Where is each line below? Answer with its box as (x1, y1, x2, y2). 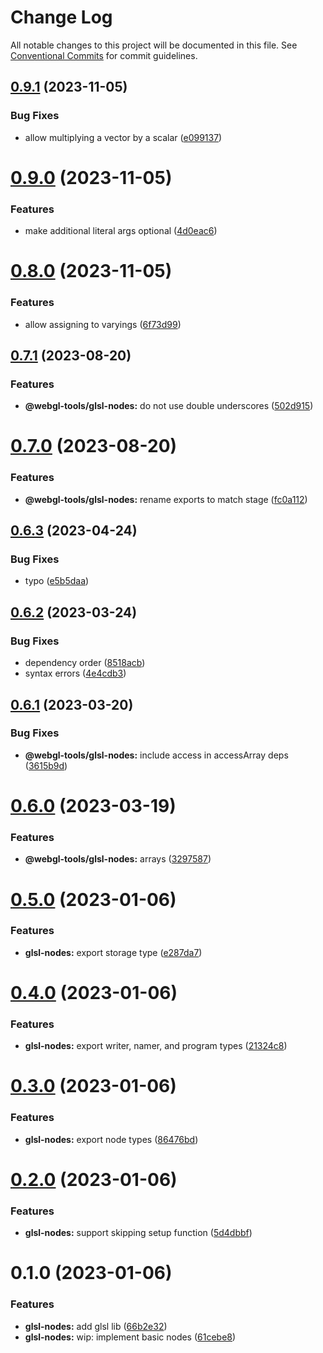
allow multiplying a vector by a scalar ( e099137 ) (24, 131, 223, 143)
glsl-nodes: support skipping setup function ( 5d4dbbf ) (24, 1227, 253, 1239)
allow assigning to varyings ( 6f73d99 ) (24, 318, 182, 330)
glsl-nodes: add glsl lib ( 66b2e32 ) (24, 1320, 168, 1332)
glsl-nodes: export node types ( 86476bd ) (24, 1133, 199, 1145)
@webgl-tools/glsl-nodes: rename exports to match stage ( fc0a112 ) (24, 493, 308, 505)
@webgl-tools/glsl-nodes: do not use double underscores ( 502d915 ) (24, 400, 314, 412)
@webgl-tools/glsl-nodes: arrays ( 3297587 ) (24, 853, 212, 865)
